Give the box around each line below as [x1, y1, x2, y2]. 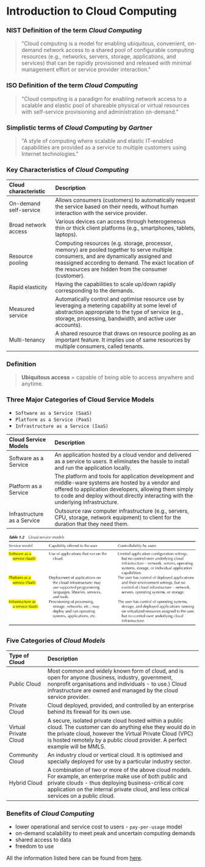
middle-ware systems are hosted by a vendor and [54, 479, 180, 486]
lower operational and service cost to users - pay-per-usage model [15, 823, 182, 830]
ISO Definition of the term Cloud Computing [6, 81, 138, 90]
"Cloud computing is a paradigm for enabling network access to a [21, 95, 187, 102]
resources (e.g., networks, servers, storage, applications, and [21, 53, 176, 60]
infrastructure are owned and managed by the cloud [48, 687, 178, 694]
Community [9, 751, 38, 758]
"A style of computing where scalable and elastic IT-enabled [21, 137, 173, 145]
